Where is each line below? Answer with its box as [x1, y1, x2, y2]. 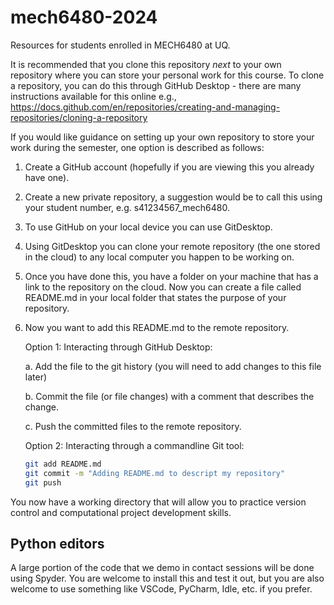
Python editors [10, 535, 105, 552]
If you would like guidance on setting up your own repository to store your [10, 131, 315, 143]
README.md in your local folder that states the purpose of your [24, 291, 287, 303]
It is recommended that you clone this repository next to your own [10, 58, 282, 70]
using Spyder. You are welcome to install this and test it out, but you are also [10, 572, 325, 585]
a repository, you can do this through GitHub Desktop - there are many [10, 79, 302, 91]
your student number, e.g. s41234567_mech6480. [24, 201, 230, 213]
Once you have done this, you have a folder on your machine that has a [24, 270, 319, 282]
